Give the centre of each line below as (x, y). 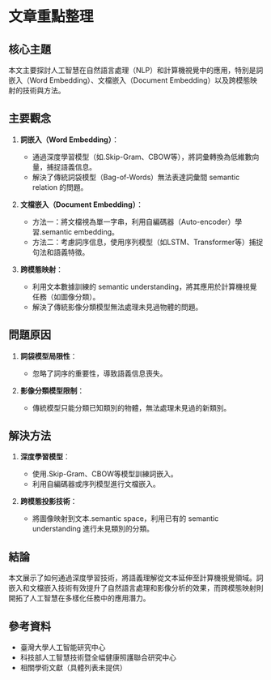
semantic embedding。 (80, 231)
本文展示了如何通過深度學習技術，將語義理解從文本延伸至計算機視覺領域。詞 (136, 578)
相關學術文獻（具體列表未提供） (73, 668)
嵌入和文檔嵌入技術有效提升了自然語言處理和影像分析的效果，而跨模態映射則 (136, 588)
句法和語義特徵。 (61, 252)
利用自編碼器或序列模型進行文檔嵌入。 (96, 484)
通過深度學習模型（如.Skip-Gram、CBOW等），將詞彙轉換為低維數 (142, 157)
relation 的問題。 (60, 187)
